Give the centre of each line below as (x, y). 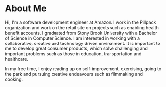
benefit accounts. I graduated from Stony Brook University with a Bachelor (81, 33)
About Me (26, 9)
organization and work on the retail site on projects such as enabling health (82, 27)
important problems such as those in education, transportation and (73, 54)
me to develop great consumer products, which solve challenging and (76, 48)
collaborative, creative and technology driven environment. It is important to (83, 43)
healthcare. (17, 59)
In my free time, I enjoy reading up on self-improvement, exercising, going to (83, 68)
